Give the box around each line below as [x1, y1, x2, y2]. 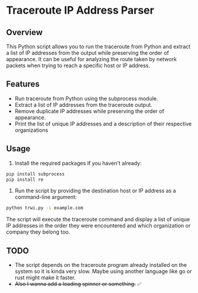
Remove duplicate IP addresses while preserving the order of [14, 108, 165, 115]
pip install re [6, 177, 44, 182]
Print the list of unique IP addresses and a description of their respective [14, 120, 192, 127]
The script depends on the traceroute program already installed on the [14, 262, 187, 269]
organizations [14, 126, 49, 134]
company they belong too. [6, 228, 71, 235]
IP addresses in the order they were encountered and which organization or [6, 222, 191, 229]
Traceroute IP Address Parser [6, 4, 154, 17]
